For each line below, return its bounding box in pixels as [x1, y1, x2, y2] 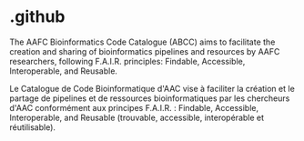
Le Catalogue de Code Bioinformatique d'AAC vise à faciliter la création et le [9, 83, 296, 94]
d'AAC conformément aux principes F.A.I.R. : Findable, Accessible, [9, 102, 259, 113]
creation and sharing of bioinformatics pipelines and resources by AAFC [9, 45, 280, 56]
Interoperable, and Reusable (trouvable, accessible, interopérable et [9, 112, 265, 123]
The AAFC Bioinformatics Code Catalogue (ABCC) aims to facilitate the [9, 36, 276, 47]
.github [9, 6, 66, 27]
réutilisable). [9, 121, 56, 133]
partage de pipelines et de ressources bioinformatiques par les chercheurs [9, 93, 290, 104]
